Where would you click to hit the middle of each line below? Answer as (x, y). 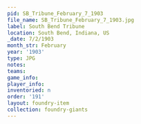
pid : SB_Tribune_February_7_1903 (55, 13)
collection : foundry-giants (48, 110)
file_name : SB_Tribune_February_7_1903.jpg (71, 20)
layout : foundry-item (38, 103)
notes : (17, 65)
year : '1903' (26, 52)
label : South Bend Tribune (46, 26)
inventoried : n (29, 90)
